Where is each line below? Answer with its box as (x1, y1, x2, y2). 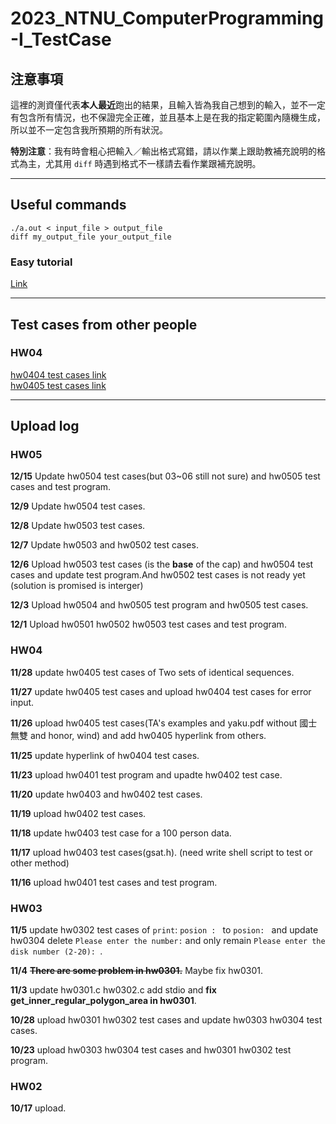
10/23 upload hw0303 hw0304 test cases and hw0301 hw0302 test (10, 1044, 292, 1056)
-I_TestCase (10, 28, 112, 51)
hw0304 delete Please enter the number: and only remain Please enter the (10, 935, 326, 947)
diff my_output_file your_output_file (10, 232, 172, 242)
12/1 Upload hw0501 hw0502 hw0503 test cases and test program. (10, 618, 287, 631)
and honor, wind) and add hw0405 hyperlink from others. (29, 729, 267, 741)
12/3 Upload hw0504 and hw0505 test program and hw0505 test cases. (10, 599, 309, 611)
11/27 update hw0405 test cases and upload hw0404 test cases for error (10, 685, 312, 697)
